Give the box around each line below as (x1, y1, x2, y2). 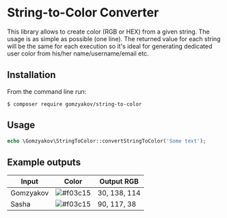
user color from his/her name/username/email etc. (7, 49, 149, 58)
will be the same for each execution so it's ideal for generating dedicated (7, 42, 213, 50)
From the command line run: (7, 87, 87, 95)
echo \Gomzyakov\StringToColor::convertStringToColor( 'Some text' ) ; (7, 137, 206, 145)
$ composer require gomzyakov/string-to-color (7, 101, 142, 108)
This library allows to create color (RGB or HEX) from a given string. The (7, 27, 210, 36)
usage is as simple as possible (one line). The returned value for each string (7, 34, 221, 43)
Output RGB (99, 177, 139, 186)
